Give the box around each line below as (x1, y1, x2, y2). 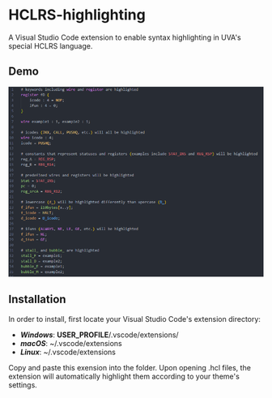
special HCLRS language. (8, 41, 93, 50)
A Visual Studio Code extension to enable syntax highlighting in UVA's (8, 32, 241, 42)
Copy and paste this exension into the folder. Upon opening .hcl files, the (8, 362, 251, 372)
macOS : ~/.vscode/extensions (19, 338, 123, 348)
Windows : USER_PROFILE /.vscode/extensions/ (19, 330, 180, 340)
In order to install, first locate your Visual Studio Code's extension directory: (8, 314, 261, 323)
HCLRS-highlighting (8, 6, 146, 24)
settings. (8, 379, 38, 390)
